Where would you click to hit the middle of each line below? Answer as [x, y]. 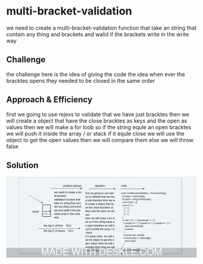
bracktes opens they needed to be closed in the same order [81, 80]
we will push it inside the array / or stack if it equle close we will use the [95, 134]
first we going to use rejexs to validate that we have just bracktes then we [98, 114]
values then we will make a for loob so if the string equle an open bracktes [99, 127]
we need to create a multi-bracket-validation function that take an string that [101, 28]
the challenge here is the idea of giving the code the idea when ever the [96, 74]
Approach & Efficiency [49, 100]
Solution [22, 165]
